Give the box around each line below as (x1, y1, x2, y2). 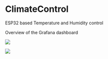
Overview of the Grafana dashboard (5, 29, 78, 35)
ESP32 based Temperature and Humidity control (5, 20, 104, 26)
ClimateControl (5, 3, 69, 15)
